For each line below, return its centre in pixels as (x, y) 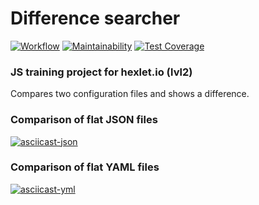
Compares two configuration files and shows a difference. (130, 94)
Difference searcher (95, 18)
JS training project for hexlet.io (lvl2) (101, 72)
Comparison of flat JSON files (84, 120)
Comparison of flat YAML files (85, 167)
